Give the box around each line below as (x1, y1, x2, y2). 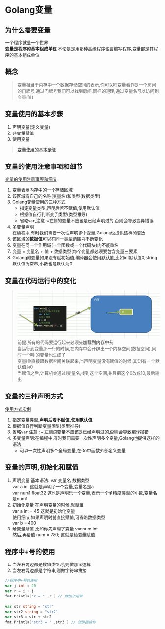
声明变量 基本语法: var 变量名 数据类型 (12, 477, 90, 483)
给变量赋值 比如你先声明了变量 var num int (12, 526, 98, 531)
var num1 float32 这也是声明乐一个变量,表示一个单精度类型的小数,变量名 (12, 490, 158, 496)
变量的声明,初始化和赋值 (5, 463, 79, 472)
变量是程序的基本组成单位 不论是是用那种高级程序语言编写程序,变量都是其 (5, 46, 154, 52)
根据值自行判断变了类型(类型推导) (19, 211, 87, 217)
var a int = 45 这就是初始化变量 (12, 508, 75, 514)
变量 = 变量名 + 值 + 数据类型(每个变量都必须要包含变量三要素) (12, 248, 139, 254)
